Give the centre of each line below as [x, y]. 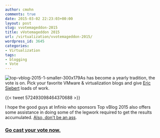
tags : [10, 55]
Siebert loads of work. [27, 88]
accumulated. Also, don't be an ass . [41, 118]
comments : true [20, 14]
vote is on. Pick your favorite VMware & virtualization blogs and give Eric [78, 83]
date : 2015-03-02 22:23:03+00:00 [39, 19]
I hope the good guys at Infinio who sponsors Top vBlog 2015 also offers [78, 107]
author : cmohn [20, 10]
